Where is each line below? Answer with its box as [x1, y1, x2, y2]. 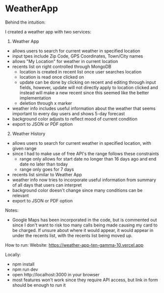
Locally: [5, 252, 21, 258]
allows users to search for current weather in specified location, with [12, 140, 151, 146]
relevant [12, 193, 29, 198]
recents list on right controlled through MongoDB [12, 64, 111, 69]
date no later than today [19, 161, 68, 167]
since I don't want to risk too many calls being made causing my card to [12, 222, 158, 228]
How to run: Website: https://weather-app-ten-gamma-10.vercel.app [5, 242, 144, 248]
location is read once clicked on [19, 74, 84, 80]
